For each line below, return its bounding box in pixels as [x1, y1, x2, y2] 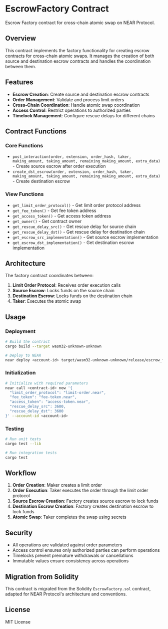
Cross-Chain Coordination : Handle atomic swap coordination [12, 102, 140, 108]
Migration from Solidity [5, 572, 79, 581]
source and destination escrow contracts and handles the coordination [5, 58, 151, 64]
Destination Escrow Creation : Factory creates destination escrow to [12, 503, 154, 509]
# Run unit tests [5, 437, 41, 442]
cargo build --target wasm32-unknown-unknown [5, 344, 101, 349]
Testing [5, 425, 24, 432]
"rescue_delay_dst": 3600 [9, 409, 64, 414]
